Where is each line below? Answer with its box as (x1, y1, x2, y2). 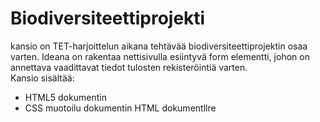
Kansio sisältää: (10, 72, 75, 84)
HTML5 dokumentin (24, 91, 107, 103)
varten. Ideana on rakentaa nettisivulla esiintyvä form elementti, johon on (10, 50, 310, 62)
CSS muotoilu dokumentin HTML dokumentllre (24, 102, 217, 114)
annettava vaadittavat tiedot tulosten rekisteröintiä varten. (10, 61, 248, 73)
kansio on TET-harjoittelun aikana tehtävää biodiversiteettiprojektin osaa (10, 40, 308, 52)
